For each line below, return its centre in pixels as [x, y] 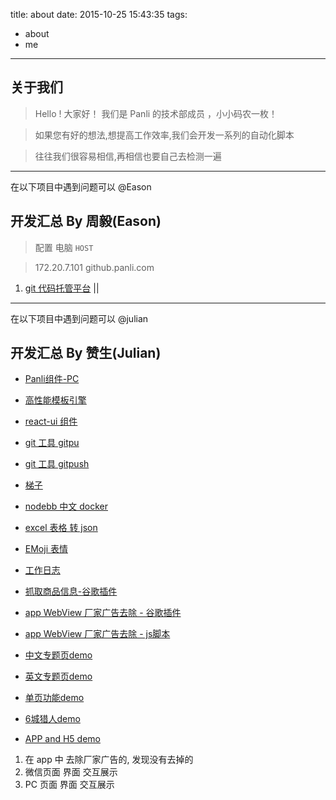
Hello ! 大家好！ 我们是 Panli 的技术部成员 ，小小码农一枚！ [156, 113]
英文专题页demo [58, 676]
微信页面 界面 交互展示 [71, 772]
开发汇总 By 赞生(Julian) [86, 353]
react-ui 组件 [51, 421]
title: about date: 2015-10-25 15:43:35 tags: [99, 14]
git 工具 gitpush [57, 464]
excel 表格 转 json [61, 528]
